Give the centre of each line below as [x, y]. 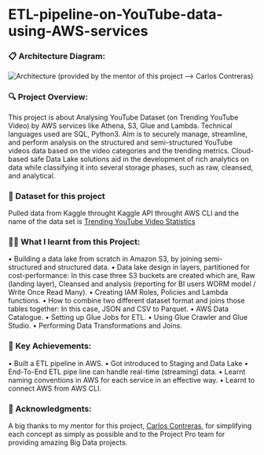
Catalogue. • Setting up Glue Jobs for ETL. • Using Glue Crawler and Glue [128, 317]
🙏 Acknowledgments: [50, 409]
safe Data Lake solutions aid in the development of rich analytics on [139, 159]
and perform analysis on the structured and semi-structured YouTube [121, 142]
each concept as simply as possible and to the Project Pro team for [117, 434]
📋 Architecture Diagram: [57, 57]
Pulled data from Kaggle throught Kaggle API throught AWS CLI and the [124, 213]
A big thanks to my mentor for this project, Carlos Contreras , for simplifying [130, 425]
